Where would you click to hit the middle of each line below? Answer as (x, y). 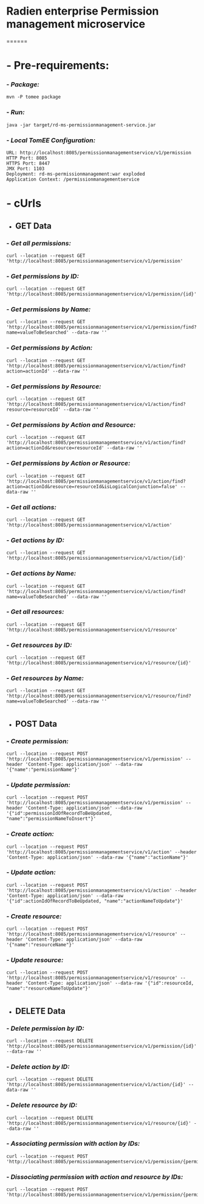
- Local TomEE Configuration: (51, 140)
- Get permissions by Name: (49, 309)
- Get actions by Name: (41, 574)
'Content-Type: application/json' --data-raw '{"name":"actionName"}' (97, 857)
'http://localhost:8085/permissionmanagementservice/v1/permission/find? (102, 327)
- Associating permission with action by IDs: (73, 1144)
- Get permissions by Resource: (54, 386)
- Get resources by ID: (39, 645)
